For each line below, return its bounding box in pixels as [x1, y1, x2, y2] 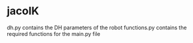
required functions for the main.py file [7, 30, 101, 37]
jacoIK [7, 4, 40, 18]
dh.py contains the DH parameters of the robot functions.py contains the [7, 24, 187, 31]
